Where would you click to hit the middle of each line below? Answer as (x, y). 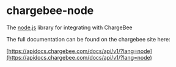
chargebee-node (50, 11)
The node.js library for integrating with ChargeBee (69, 27)
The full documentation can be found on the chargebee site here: (89, 39)
